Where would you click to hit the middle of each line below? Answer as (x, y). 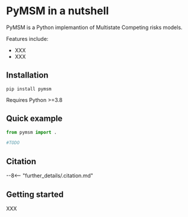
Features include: (27, 39)
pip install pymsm (29, 89)
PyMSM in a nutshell (58, 11)
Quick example (34, 119)
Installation (27, 75)
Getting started (35, 194)
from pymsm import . (32, 132)
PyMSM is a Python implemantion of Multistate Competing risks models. (94, 27)
